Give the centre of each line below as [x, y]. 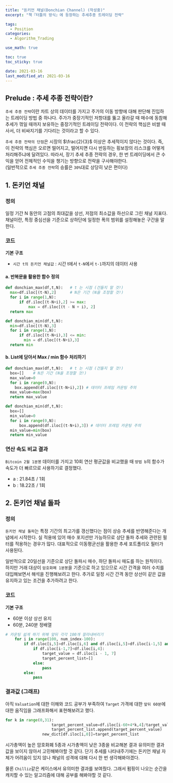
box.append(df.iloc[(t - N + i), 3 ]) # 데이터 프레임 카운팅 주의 [80, 425]
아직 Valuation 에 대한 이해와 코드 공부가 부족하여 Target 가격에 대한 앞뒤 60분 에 [85, 704]
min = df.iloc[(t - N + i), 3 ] [52, 340]
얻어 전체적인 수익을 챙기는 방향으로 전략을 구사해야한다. [71, 161]
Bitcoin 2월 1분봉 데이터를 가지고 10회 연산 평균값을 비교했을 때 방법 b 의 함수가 [85, 461]
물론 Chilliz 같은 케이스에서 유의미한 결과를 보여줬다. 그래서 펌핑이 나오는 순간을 [86, 769]
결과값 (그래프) [23, 691]
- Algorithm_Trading [32, 39]
